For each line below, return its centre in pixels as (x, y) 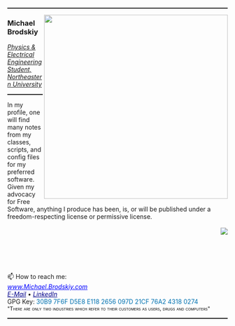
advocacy (22, 194)
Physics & (22, 47)
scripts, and (24, 150)
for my (17, 165)
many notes (24, 128)
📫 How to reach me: (37, 277)
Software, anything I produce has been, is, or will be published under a (109, 209)
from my (19, 135)
